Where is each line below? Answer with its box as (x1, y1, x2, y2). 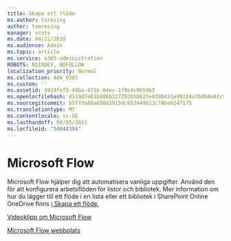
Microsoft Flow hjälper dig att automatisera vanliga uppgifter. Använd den (7, 178, 215, 186)
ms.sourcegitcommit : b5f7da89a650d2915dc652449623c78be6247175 (7, 100, 192, 107)
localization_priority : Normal (7, 67, 97, 74)
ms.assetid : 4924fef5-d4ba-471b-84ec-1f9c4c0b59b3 (7, 87, 155, 94)
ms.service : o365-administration (7, 55, 103, 62)
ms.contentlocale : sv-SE (7, 112, 78, 119)
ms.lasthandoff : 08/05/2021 (7, 118, 88, 126)
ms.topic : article (7, 49, 60, 56)
